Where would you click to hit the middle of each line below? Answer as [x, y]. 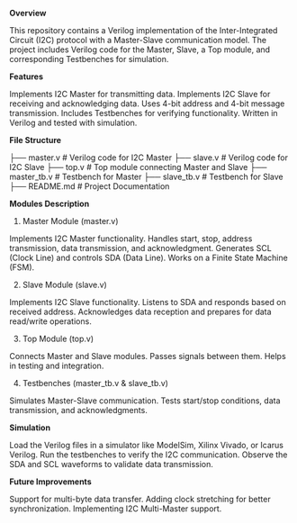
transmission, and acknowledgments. [79, 410]
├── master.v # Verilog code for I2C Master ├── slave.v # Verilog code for [148, 158]
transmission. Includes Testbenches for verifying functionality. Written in [144, 113]
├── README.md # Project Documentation [90, 186]
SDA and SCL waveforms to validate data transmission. [111, 464]
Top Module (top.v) [58, 338]
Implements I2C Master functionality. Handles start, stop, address [131, 239]
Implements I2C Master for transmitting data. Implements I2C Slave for [140, 94]
